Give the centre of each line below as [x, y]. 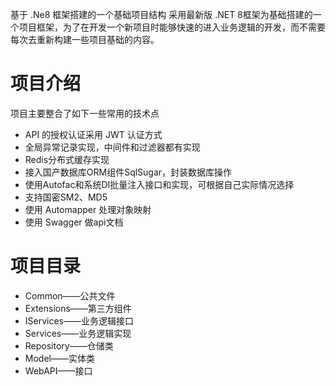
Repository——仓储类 [69, 345]
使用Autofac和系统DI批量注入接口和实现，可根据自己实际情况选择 [159, 184]
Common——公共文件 [70, 295]
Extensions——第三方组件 [78, 308]
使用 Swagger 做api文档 [74, 222]
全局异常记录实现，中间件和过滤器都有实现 [112, 147]
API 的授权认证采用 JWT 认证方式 [93, 134]
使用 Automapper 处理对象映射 [88, 209]
